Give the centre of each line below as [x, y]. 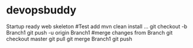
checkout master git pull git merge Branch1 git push [69, 39]
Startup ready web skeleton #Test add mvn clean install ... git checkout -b [97, 26]
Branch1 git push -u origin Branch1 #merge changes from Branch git [89, 32]
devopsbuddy [41, 10]
